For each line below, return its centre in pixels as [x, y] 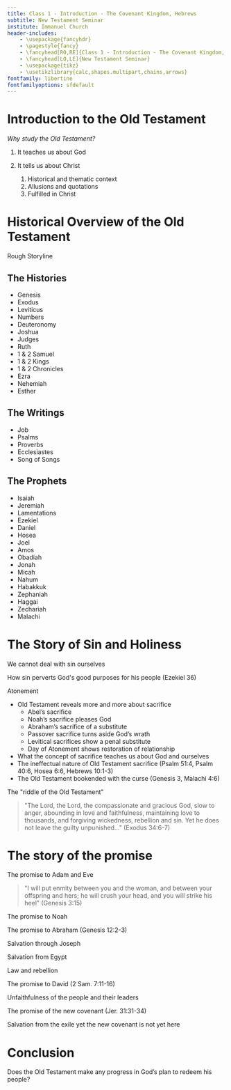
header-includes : [32, 33]
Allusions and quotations [63, 187]
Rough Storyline [30, 256]
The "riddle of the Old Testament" [55, 792]
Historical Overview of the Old [96, 222]
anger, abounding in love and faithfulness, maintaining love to [112, 813]
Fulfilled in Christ [52, 194]
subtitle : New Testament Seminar [55, 20]
